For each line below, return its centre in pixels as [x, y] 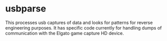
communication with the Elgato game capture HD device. [65, 33]
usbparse [26, 9]
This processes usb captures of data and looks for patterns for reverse [79, 22]
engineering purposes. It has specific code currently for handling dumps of [83, 27]
